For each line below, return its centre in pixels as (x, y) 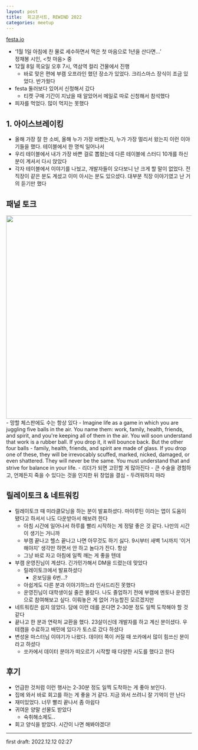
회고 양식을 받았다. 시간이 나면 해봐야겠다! (62, 724)
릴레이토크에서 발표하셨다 (53, 570)
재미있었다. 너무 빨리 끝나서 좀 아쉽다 (57, 702)
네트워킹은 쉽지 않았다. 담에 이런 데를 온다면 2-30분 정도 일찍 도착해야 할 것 (101, 607)
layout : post (22, 12)
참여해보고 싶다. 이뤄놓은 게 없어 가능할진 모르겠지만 (94, 599)
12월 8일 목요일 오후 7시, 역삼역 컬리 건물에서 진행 (72, 66)
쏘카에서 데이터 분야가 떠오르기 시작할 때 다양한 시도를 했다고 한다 (99, 651)
